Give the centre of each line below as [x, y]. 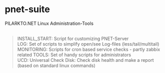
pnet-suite [27, 9]
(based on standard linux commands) [56, 65]
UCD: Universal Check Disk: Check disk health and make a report [86, 60]
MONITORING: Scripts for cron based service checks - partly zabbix [89, 49]
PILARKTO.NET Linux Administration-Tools [49, 23]
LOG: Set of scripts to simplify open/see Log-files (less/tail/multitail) [88, 44]
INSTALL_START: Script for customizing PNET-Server [73, 39]
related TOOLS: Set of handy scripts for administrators [74, 55]
